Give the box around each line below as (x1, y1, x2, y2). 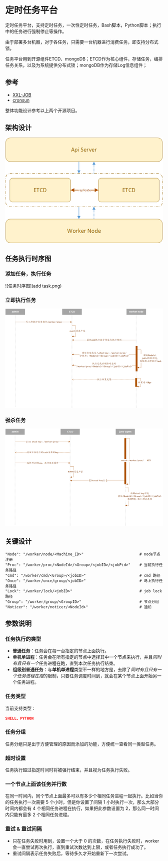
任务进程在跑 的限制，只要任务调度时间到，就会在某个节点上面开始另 (16, 673, 157, 679)
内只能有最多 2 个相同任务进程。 (5, 811, 72, 818)
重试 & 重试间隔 (5, 825, 42, 832)
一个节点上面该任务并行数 (5, 781, 67, 788)
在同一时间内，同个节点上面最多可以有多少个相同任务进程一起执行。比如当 (5, 793, 158, 799)
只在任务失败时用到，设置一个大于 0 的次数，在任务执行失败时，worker (12, 837, 159, 843)
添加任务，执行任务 (5, 271, 51, 278)
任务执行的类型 (5, 636, 41, 643)
